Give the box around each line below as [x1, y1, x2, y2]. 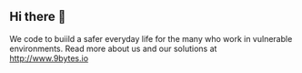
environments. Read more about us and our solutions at [9, 43, 217, 54]
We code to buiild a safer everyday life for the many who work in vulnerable [9, 33, 293, 44]
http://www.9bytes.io [9, 52, 89, 64]
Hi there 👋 [9, 9, 66, 25]
